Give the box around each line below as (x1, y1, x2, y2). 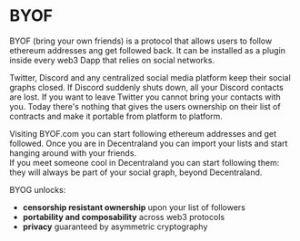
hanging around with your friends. (9, 147, 137, 159)
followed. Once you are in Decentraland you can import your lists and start (9, 138, 288, 149)
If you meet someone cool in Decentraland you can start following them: (9, 157, 280, 168)
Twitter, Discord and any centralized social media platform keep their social (9, 72, 291, 82)
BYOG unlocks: (9, 184, 66, 195)
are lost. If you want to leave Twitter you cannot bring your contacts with (9, 92, 282, 102)
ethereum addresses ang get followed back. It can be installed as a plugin (9, 44, 286, 55)
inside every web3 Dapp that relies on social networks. (9, 54, 215, 65)
